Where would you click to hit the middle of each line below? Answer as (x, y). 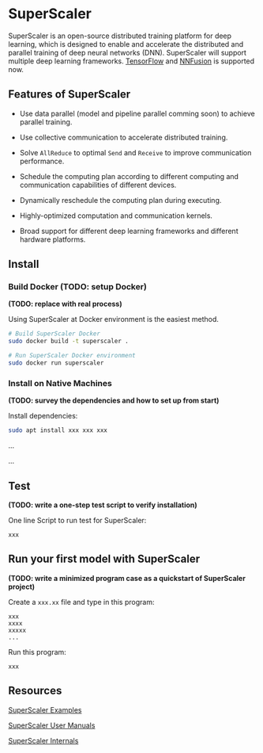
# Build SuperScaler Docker (54, 334)
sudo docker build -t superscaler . (68, 342)
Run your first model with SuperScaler (104, 559)
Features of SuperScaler (70, 95)
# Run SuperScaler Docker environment (72, 356)
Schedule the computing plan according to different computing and (129, 176)
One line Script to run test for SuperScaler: (77, 520)
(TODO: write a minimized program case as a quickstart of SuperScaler (127, 578)
